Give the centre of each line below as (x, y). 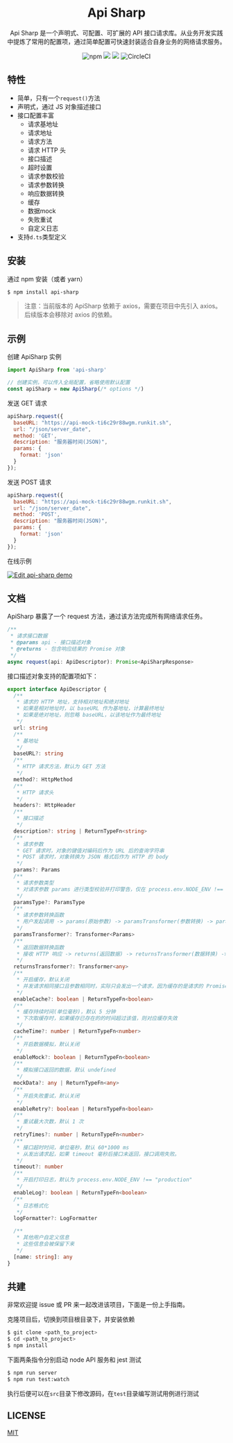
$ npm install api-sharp (43, 292)
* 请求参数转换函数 (40, 915)
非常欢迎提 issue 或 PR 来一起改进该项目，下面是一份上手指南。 (98, 1305)
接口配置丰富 (35, 115)
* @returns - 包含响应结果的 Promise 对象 (68, 649)
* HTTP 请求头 (35, 792)
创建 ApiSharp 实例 (34, 357)
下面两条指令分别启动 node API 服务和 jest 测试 (74, 1360)
